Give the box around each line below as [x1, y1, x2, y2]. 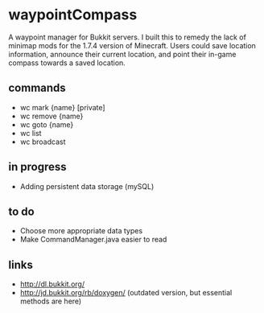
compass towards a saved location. [8, 58, 126, 68]
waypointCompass [8, 6, 138, 24]
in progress [8, 160, 67, 174]
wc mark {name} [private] [19, 102, 106, 112]
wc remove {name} [19, 111, 84, 121]
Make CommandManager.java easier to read [19, 235, 167, 245]
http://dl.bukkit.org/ [19, 279, 85, 289]
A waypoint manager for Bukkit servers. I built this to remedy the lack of [8, 32, 247, 42]
